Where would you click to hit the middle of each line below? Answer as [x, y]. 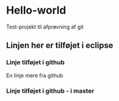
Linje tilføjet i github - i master [50, 91]
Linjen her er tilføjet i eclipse [60, 45]
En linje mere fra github [35, 75]
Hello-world [36, 10]
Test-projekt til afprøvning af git [45, 27]
